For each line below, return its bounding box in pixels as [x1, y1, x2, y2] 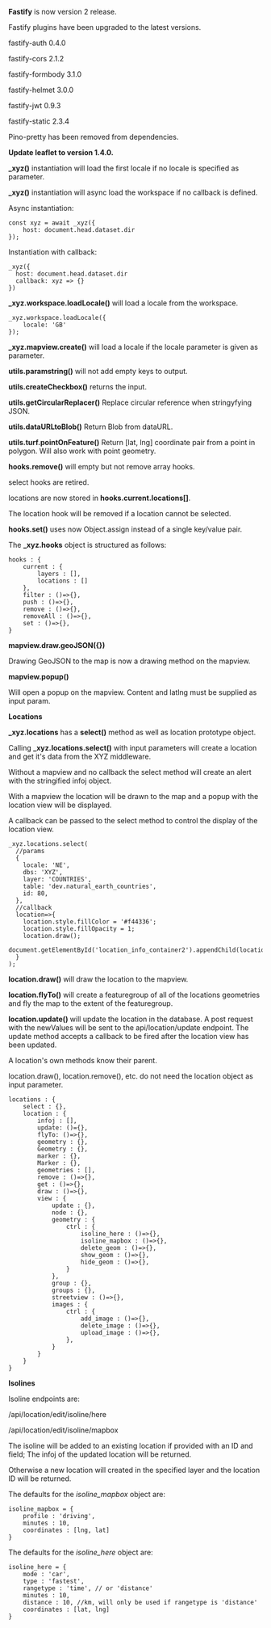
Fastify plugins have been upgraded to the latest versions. [8, 23, 202, 32]
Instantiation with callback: [8, 247, 98, 257]
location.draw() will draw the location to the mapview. [8, 974, 189, 984]
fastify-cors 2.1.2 [8, 54, 65, 63]
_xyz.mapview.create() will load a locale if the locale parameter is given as [8, 343, 258, 351]
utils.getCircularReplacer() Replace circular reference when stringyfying [8, 398, 252, 407]
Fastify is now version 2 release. [8, 7, 117, 16]
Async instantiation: [8, 204, 74, 212]
